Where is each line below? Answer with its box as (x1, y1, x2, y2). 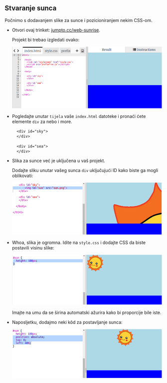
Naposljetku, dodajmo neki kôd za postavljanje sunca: (11, 319, 123, 325)
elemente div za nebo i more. (11, 118, 73, 124)
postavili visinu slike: (11, 244, 54, 250)
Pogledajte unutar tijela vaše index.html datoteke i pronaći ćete (11, 113, 146, 119)
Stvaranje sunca (4, 4, 57, 12)
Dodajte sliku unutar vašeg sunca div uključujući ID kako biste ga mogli (11, 167, 158, 173)
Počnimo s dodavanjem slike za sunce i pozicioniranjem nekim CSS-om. (4, 17, 153, 23)
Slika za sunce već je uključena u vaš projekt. (11, 157, 106, 163)
